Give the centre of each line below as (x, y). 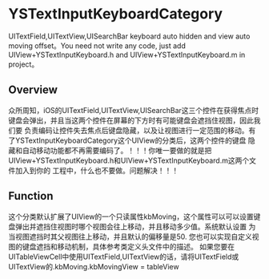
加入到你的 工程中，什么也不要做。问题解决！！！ (96, 170)
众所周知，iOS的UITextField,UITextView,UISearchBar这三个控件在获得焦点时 (134, 110)
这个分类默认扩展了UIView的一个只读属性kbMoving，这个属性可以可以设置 (131, 216)
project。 (24, 64)
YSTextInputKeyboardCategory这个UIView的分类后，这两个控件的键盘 (130, 140)
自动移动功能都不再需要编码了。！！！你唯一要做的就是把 (117, 150)
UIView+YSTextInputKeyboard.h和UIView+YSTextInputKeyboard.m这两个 (129, 160)
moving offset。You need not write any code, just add (97, 46)
